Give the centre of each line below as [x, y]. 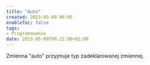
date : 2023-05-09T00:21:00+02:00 [47, 39]
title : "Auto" [24, 12]
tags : [13, 28]
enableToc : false [28, 22]
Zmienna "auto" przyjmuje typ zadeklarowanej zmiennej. [75, 56]
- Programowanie [26, 34]
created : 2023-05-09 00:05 [39, 17]
